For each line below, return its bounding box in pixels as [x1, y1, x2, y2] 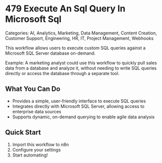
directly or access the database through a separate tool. [5, 70, 120, 76]
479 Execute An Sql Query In [5, 3, 125, 14]
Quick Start [5, 128, 41, 137]
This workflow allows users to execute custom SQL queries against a [5, 45, 146, 51]
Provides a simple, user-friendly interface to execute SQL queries [12, 98, 146, 104]
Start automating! [12, 152, 48, 158]
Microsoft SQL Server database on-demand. [5, 50, 96, 56]
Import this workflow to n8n [12, 141, 69, 147]
